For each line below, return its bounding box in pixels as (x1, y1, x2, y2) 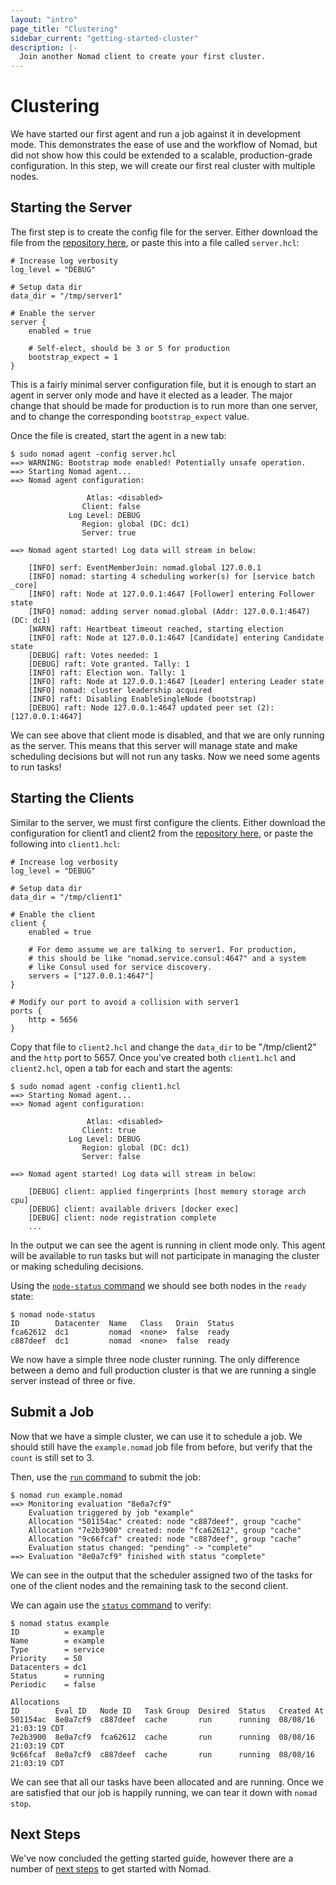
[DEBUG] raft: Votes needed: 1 (28, 650, 159, 660)
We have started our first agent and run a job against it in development (10, 128, 302, 140)
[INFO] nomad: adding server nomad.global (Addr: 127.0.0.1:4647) (28, 606, 311, 616)
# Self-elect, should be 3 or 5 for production (28, 343, 230, 353)
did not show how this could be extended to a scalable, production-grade (10, 149, 313, 161)
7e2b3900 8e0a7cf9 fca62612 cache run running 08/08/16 (10, 1732, 315, 1742)
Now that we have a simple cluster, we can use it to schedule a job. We (10, 1430, 303, 1442)
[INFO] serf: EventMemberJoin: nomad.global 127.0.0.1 (28, 562, 262, 573)
